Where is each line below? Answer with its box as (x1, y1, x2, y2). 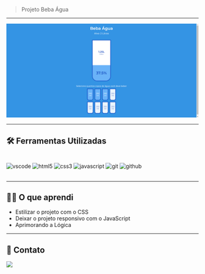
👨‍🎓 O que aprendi (6, 192, 74, 203)
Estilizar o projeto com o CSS (15, 208, 88, 216)
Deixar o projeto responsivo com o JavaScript (15, 215, 131, 222)
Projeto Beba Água (21, 6, 69, 13)
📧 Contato (6, 245, 45, 255)
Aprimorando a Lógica (15, 222, 71, 229)
